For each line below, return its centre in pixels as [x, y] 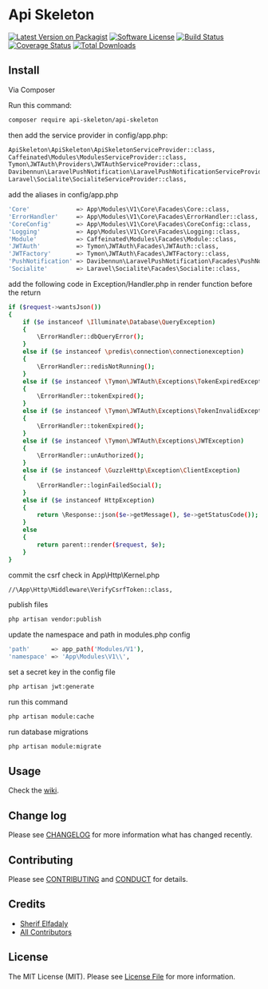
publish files [28, 605]
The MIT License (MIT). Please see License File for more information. [122, 976]
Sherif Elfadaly [44, 923]
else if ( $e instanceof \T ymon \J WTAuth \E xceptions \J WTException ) [134, 441]
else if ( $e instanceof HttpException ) [89, 500]
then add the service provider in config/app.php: [88, 135]
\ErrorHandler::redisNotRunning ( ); [96, 366]
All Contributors [45, 931]
